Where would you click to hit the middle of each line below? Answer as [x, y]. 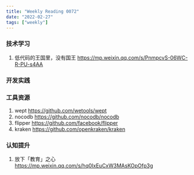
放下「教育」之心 [35, 159]
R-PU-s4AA [29, 64]
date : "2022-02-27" [30, 17]
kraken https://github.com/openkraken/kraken [70, 129]
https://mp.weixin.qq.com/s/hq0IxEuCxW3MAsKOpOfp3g [84, 166]
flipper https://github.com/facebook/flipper [66, 123]
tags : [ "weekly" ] [27, 22]
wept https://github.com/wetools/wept [61, 110]
